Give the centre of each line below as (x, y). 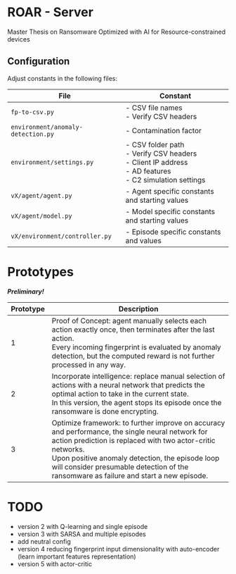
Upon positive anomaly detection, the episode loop (136, 458)
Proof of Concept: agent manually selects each (129, 320)
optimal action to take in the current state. (120, 394)
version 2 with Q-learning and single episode (83, 526)
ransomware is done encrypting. (105, 411)
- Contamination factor (164, 130)
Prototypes (40, 272)
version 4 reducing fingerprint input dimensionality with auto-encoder (118, 549)
